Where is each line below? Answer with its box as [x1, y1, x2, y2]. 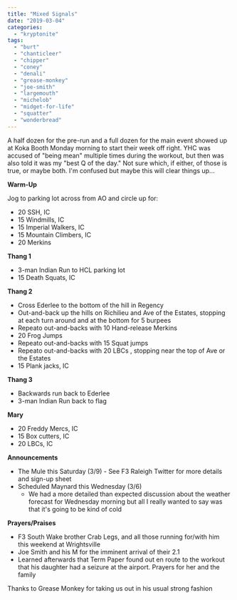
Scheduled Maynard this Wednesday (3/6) [17, 482, 142, 490]
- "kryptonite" [14, 30, 59, 38]
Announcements [7, 453, 58, 462]
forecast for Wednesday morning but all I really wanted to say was [28, 497, 223, 506]
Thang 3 [7, 375, 33, 383]
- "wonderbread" [14, 116, 62, 123]
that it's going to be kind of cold [28, 505, 122, 513]
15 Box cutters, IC [17, 432, 70, 440]
